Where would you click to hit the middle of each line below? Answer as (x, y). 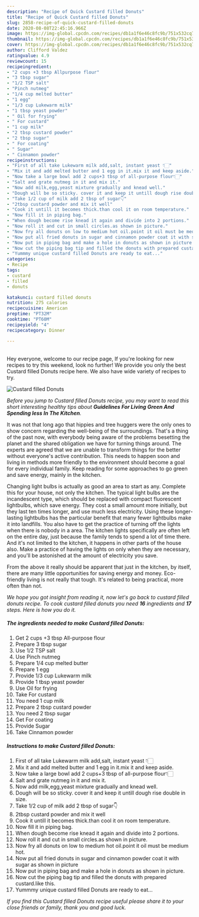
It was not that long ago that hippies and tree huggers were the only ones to (99, 424)
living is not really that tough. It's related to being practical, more (105, 579)
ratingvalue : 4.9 (28, 56)
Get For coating (34, 720)
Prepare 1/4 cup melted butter (52, 663)
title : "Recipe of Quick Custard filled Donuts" (68, 17)
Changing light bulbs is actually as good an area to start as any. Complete (96, 486)
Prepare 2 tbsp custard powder (53, 707)
